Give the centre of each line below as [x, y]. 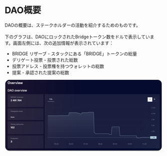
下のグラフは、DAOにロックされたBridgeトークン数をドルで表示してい [77, 37]
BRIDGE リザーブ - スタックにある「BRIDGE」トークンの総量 [74, 54]
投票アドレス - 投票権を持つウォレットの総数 [58, 66]
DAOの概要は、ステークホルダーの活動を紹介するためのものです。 [73, 25]
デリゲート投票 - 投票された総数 [45, 60]
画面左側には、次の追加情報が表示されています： [63, 43]
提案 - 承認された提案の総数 [40, 72]
